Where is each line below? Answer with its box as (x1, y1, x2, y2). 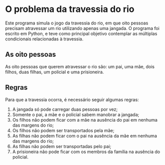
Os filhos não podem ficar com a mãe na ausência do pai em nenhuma (12, 117, 158, 123)
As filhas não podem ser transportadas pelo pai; (12, 143, 112, 149)
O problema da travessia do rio (5, 3, 135, 15)
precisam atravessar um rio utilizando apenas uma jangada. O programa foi (5, 25, 160, 31)
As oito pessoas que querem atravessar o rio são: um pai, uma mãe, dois (5, 63, 155, 69)
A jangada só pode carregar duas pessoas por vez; (12, 106, 118, 112)
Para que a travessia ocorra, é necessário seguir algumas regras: (5, 96, 139, 103)
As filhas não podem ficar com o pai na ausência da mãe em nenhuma (12, 133, 157, 139)
